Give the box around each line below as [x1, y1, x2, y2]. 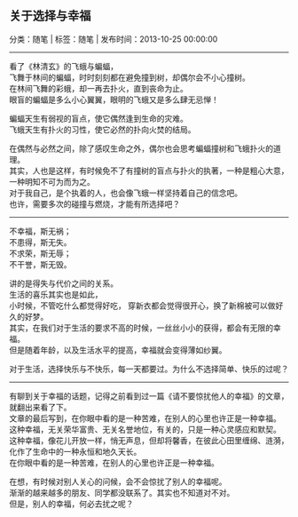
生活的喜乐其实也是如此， [9, 289, 103, 299]
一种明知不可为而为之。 [9, 176, 95, 187]
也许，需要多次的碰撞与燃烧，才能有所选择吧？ [9, 198, 180, 209]
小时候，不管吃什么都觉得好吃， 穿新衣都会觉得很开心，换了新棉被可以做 [9, 300, 276, 311]
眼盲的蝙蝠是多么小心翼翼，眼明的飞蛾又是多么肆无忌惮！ [9, 94, 219, 105]
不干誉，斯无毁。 [9, 258, 72, 269]
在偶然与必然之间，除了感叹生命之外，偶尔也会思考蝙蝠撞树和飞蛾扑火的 [9, 143, 273, 154]
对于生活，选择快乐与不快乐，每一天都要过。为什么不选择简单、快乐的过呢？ [9, 363, 289, 374]
